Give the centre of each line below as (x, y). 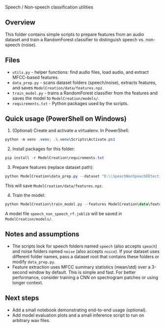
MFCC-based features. (35, 77)
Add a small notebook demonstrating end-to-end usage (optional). (80, 310)
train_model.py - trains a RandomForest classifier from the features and (85, 93)
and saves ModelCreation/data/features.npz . (58, 87)
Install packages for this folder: (43, 149)
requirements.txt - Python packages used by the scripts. (70, 103)
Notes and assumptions (42, 234)
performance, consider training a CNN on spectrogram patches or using (85, 277)
